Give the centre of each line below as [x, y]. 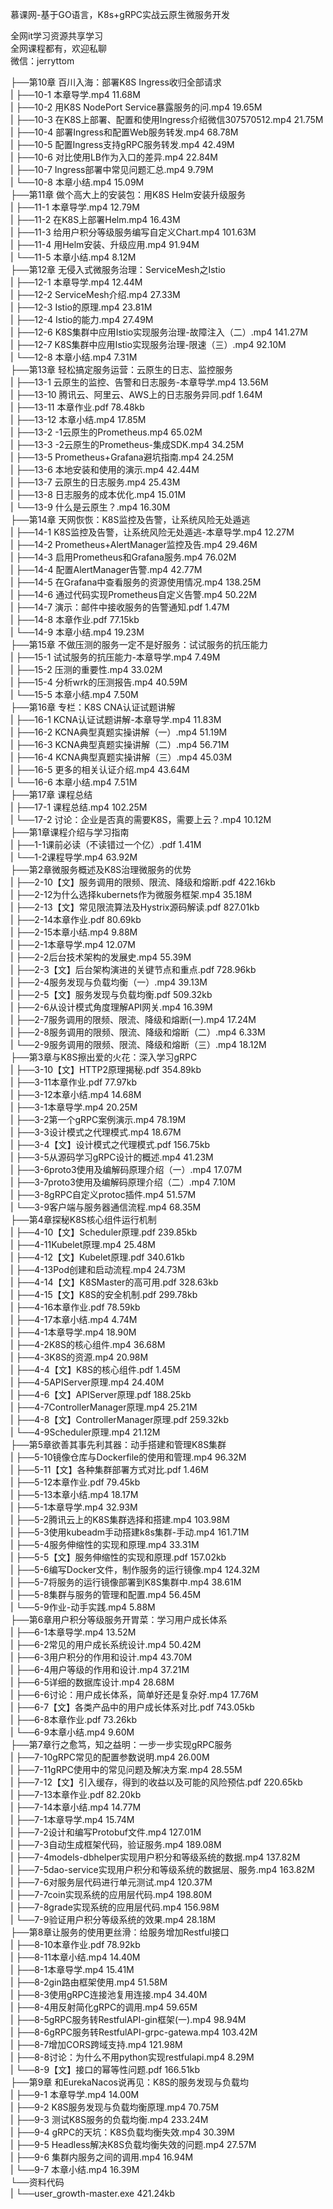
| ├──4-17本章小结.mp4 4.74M [74, 1319]
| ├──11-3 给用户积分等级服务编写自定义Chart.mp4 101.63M [133, 232]
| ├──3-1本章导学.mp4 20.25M [74, 1107]
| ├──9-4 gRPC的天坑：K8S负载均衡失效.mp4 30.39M [122, 2132]
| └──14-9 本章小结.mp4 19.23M [77, 632]
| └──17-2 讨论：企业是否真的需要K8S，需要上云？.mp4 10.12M [141, 819]
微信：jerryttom [42, 61]
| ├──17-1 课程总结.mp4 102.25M [79, 807]
